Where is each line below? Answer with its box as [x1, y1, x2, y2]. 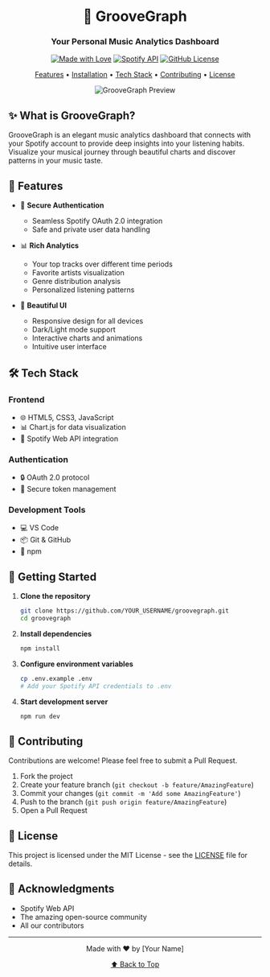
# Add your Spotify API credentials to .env [19, 682, 172, 690]
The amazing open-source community [19, 912, 147, 921]
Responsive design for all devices [31, 316, 144, 326]
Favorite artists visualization [31, 268, 125, 278]
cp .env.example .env [19, 674, 92, 682]
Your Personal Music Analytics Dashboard [51, 36, 219, 47]
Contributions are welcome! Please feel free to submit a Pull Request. [8, 756, 238, 765]
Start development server [19, 696, 108, 707]
